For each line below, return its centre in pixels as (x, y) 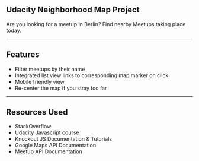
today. (14, 30)
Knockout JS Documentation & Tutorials (63, 139)
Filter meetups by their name (50, 69)
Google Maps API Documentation (55, 146)
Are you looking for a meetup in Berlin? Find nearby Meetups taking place (96, 24)
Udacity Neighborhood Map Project (73, 10)
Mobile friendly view (40, 81)
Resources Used (37, 112)
